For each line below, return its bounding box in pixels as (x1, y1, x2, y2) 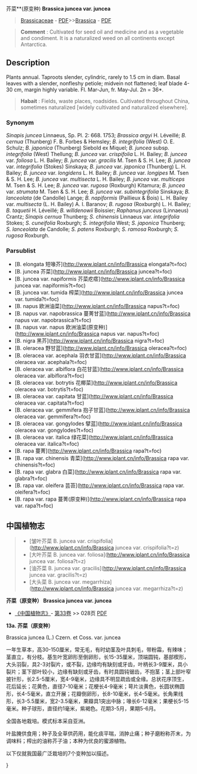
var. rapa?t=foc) (14, 502, 54, 510)
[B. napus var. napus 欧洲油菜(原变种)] (14, 323, 108, 331)
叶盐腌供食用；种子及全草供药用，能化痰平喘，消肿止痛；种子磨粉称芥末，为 (6, 730, 191, 737)
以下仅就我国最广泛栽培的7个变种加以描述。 (6, 750, 112, 757)
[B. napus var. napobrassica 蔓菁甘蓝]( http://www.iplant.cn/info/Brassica (14, 310, 191, 317)
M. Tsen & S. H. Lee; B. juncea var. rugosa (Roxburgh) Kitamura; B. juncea (6, 182, 185, 189)
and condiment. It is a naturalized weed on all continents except (20, 35, 175, 41)
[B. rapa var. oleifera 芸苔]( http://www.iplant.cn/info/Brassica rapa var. (14, 482, 185, 489)
